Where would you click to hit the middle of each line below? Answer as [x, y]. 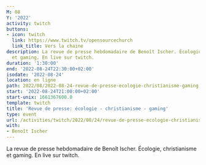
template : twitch [29, 103]
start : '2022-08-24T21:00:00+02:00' [53, 92]
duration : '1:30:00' [33, 63]
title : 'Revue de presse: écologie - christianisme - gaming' [87, 108]
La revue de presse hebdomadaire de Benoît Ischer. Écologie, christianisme [102, 148]
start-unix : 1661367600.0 [39, 97]
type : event [21, 114]
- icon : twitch [26, 35]
